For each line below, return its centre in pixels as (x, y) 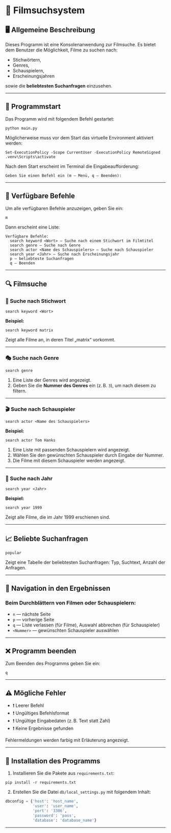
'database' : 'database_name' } (64, 820)
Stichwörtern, (27, 60)
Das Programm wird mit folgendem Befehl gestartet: (60, 119)
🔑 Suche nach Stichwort (36, 301)
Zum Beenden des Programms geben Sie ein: (53, 663)
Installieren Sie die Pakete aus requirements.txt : (63, 773)
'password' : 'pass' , (54, 815)
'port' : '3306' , (50, 811)
